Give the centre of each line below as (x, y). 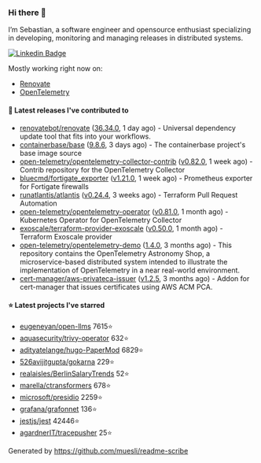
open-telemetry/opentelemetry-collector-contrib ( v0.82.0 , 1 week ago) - (136, 161)
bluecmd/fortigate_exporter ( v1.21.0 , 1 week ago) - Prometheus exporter (136, 178)
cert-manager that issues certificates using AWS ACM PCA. (116, 287)
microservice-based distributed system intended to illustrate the (123, 261)
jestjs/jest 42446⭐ (50, 420)
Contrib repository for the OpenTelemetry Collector (102, 169)
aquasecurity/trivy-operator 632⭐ (74, 338)
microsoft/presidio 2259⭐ (61, 397)
